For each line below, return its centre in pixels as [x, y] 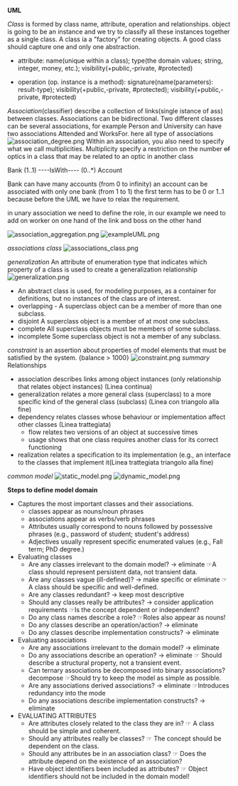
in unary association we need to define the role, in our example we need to [117, 213]
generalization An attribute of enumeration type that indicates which [107, 262]
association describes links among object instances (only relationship [119, 379]
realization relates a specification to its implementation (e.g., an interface [124, 455]
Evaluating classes [45, 557]
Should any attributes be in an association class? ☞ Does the [117, 754]
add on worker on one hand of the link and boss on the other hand [104, 221]
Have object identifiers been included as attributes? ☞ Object [118, 769]
